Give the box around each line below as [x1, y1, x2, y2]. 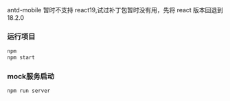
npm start [7, 54, 36, 61]
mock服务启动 [7, 71, 55, 81]
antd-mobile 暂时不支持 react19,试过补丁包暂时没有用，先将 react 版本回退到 [7, 6, 224, 14]
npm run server [7, 87, 51, 94]
